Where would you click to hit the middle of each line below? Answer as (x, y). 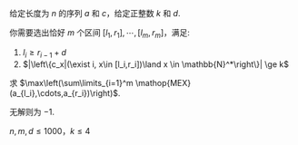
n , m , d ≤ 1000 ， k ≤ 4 (50, 130)
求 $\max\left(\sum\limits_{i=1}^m (71, 82)
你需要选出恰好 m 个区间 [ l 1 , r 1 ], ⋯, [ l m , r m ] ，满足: (100, 34)
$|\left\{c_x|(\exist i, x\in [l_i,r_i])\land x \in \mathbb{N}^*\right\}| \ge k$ (155, 64)
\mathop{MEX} (163, 82)
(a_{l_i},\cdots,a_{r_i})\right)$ (64, 92)
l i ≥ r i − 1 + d (44, 53)
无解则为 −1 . (32, 111)
